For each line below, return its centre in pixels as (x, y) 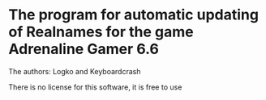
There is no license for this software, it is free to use (95, 87)
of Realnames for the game (101, 32)
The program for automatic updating (134, 15)
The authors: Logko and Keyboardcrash (75, 71)
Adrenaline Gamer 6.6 (84, 49)
